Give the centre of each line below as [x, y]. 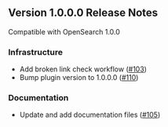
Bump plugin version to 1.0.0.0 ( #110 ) [79, 78]
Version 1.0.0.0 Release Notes [83, 13]
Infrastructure [36, 52]
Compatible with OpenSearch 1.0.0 [64, 31]
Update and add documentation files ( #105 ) [90, 115]
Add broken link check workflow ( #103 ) [83, 69]
